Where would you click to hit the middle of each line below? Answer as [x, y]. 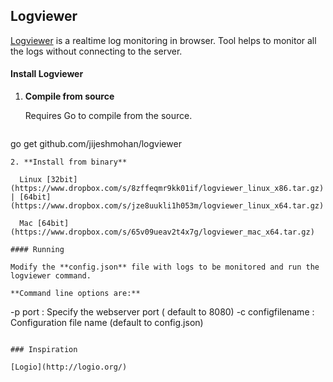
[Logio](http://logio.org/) [69, 367]
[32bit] [62, 180]
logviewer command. [51, 276]
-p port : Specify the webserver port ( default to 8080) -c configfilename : [162, 312]
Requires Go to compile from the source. [108, 116]
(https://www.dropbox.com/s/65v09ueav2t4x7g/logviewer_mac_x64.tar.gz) [162, 232]
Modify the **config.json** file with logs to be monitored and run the [165, 267]
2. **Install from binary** [69, 162]
